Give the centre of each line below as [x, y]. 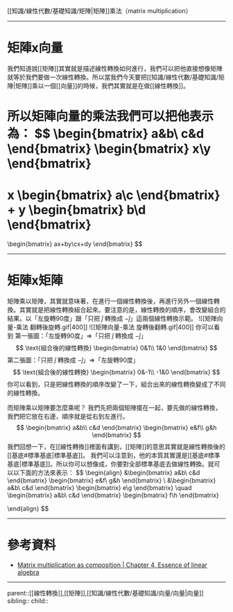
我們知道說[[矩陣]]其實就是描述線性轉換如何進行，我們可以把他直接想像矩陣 [115, 68]
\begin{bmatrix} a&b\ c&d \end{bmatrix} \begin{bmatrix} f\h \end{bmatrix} [113, 495]
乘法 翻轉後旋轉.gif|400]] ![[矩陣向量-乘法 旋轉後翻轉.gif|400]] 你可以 [115, 327]
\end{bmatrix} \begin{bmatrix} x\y [109, 149]
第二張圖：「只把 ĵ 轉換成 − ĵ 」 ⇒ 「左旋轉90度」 [73, 360]
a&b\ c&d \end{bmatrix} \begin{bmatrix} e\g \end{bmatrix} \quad [100, 488]
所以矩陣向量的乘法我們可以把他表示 [111, 116]
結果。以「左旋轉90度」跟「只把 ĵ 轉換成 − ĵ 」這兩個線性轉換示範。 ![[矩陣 [112, 318]
